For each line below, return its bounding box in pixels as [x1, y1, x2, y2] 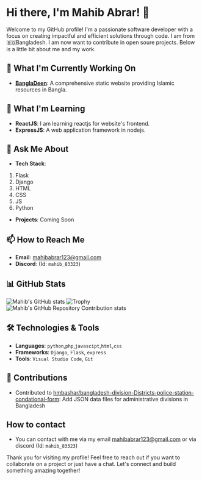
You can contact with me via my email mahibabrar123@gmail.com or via [15, 435, 197, 443]
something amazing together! [6, 467, 81, 475]
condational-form [15, 395, 60, 403]
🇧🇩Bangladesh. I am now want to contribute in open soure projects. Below [6, 38, 195, 46]
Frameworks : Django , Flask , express [15, 348, 107, 356]
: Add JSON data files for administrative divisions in [59, 395, 188, 403]
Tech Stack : [15, 160, 46, 167]
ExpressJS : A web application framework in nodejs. [15, 126, 146, 134]
